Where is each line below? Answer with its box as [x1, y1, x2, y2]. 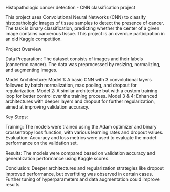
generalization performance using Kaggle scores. [5, 156, 110, 161]
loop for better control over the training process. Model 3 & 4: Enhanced [5, 93, 158, 99]
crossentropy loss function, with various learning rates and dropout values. [5, 129, 164, 135]
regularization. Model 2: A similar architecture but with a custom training [5, 88, 158, 94]
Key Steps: [5, 114, 28, 120]
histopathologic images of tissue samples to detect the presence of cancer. [5, 20, 165, 26]
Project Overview [5, 46, 42, 52]
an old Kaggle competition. [5, 36, 62, 42]
